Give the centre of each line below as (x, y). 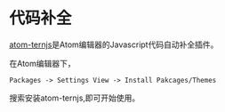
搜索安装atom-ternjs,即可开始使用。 (75, 98)
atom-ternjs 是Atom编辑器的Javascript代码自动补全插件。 (114, 44)
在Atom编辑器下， (42, 63)
